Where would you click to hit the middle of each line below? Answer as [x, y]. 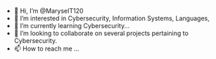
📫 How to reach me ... [46, 48]
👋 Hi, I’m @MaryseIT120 [49, 11]
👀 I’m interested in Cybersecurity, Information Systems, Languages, [112, 18]
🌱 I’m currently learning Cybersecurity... [72, 26]
